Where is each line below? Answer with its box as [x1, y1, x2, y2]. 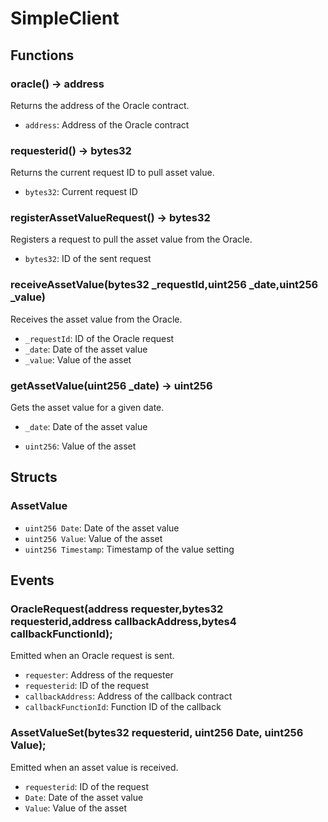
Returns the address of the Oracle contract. [10, 99, 190, 111]
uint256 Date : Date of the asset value [24, 522, 180, 534]
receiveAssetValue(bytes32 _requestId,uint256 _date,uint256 [10, 278, 319, 292]
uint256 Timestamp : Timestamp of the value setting [24, 543, 235, 555]
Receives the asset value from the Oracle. [10, 313, 183, 325]
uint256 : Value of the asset [24, 440, 137, 452]
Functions [10, 47, 75, 64]
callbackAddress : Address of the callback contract [24, 690, 233, 702]
